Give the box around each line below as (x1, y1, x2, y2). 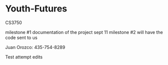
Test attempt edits (5, 53, 43, 60)
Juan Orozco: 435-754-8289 (5, 44, 65, 50)
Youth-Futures (5, 3, 67, 14)
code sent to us (5, 34, 38, 40)
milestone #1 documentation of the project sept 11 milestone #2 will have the (5, 29, 163, 35)
